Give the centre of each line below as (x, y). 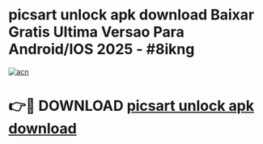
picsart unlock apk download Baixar (131, 15)
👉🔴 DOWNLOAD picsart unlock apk (131, 106)
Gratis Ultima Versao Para (96, 32)
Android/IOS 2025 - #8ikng (102, 49)
